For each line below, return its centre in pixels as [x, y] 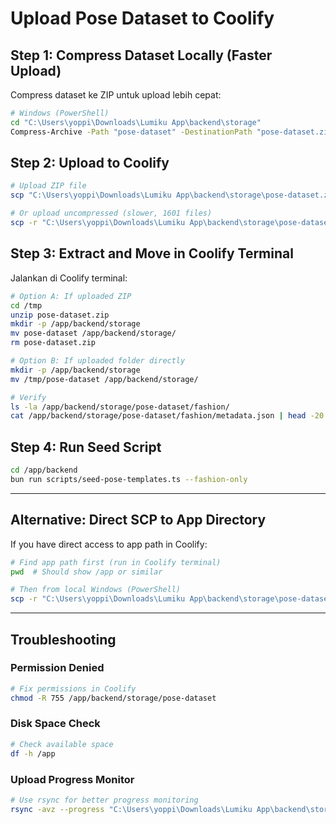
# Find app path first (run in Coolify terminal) [116, 562]
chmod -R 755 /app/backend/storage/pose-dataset [113, 698]
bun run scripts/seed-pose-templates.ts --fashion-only [129, 479]
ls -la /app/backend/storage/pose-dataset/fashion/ [120, 407]
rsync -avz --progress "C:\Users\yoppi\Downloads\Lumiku [131, 809]
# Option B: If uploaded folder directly [98, 361]
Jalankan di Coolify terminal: [69, 278]
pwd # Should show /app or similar [86, 572]
